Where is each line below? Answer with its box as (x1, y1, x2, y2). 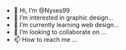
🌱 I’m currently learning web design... (13, 21, 120, 28)
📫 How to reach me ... (13, 36, 77, 43)
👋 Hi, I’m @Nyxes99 (13, 7, 71, 14)
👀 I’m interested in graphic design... (13, 14, 114, 22)
